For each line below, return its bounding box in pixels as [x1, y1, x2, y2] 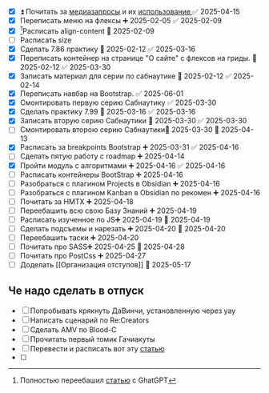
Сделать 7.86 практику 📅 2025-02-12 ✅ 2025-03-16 [19, 44, 196, 54]
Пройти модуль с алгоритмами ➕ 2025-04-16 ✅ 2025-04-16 [19, 160, 226, 170]
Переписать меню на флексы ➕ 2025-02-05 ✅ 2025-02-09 [19, 16, 223, 26]
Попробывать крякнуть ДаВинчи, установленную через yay [30, 306, 236, 315]
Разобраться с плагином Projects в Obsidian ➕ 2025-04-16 [19, 178, 220, 188]
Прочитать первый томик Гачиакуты [30, 335, 155, 344]
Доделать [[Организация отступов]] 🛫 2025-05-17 [19, 260, 191, 270]
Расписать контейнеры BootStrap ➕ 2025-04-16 [19, 170, 184, 179]
